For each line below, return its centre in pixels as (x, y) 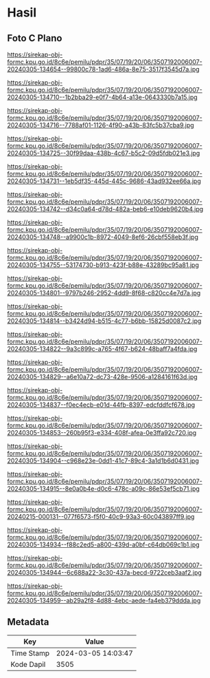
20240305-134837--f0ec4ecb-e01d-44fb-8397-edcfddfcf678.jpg (101, 405)
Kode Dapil (28, 664)
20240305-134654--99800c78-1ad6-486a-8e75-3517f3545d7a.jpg (104, 69)
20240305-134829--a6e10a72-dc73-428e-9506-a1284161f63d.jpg (102, 377)
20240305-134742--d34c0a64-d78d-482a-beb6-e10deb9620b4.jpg (105, 209)
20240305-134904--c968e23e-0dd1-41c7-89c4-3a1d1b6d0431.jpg (103, 460)
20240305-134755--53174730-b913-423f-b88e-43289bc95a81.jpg (103, 265)
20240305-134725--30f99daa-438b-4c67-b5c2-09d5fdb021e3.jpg (104, 153)
